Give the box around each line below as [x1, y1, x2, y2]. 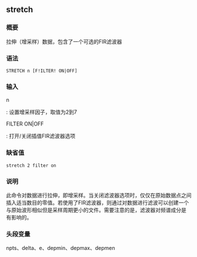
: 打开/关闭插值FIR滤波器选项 [6, 133, 76, 140]
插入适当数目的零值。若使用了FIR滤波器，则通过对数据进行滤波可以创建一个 [6, 199, 189, 206]
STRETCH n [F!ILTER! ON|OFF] [6, 68, 78, 74]
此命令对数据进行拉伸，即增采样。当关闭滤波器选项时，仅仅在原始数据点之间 [6, 192, 192, 199]
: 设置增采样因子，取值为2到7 [6, 108, 78, 116]
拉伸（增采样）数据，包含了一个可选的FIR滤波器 [6, 38, 122, 45]
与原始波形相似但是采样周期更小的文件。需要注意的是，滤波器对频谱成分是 [6, 206, 186, 213]
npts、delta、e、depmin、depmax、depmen [6, 245, 115, 252]
